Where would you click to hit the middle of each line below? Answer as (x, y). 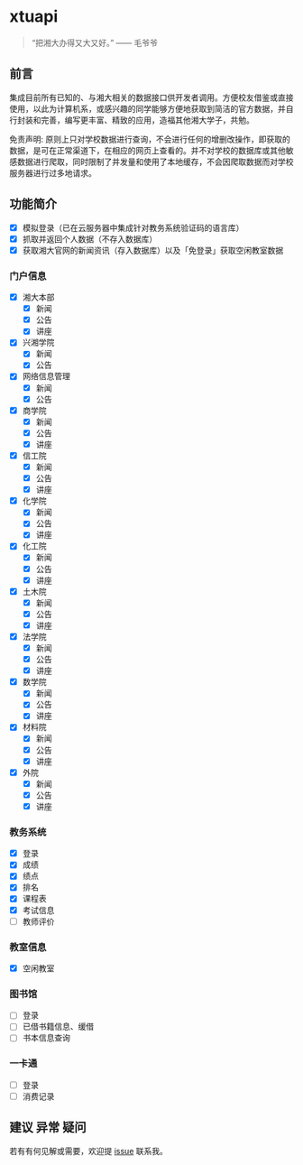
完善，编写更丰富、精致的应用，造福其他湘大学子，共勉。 (147, 120)
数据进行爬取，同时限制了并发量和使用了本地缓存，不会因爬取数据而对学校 (155, 162)
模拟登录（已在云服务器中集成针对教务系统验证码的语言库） (133, 227)
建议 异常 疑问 (48, 1128)
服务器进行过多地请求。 (53, 172)
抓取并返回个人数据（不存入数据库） (90, 239)
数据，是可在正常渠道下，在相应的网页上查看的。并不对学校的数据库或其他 (147, 150)
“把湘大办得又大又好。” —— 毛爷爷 (95, 42)
